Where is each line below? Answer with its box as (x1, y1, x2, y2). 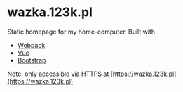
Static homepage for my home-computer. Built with (7, 27, 156, 36)
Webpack (17, 41, 46, 49)
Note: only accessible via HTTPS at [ (7, 70, 114, 78)
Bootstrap (17, 55, 46, 64)
